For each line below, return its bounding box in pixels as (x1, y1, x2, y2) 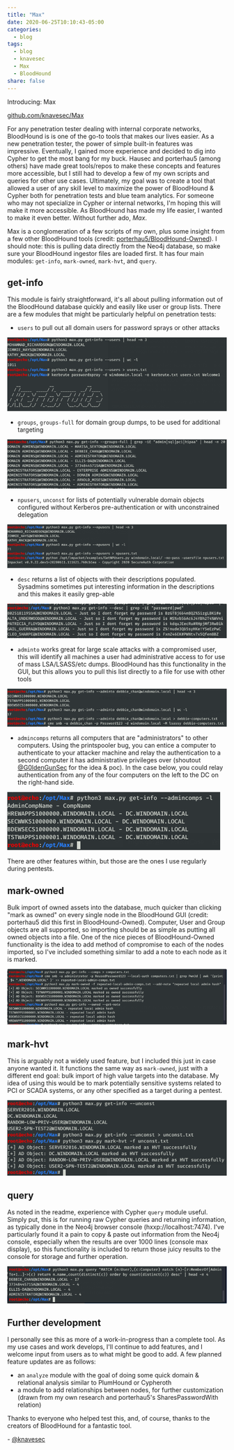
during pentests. (7, 865, 54, 873)
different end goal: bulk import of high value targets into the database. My (7, 1071, 219, 1080)
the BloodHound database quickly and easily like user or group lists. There (7, 303, 221, 311)
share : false (7, 77, 45, 84)
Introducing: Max (7, 98, 56, 106)
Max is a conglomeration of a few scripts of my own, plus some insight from (7, 227, 225, 235)
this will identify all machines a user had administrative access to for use (17, 652, 226, 660)
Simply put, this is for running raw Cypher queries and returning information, (7, 1216, 226, 1224)
